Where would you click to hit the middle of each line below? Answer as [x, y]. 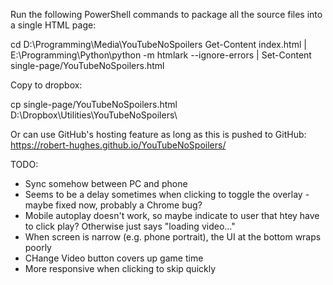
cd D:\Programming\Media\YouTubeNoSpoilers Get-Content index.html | [158, 44]
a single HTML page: [53, 25]
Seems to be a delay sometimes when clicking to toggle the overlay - [167, 194]
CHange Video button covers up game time [114, 258]
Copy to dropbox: [46, 85]
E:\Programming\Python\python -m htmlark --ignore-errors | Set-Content [161, 55]
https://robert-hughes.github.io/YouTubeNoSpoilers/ [118, 145]
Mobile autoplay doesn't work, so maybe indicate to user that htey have [172, 215]
